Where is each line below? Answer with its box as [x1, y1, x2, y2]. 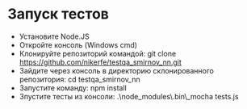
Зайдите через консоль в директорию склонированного [19, 65, 215, 75]
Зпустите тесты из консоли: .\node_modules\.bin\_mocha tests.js [19, 91, 239, 101]
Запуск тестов [7, 5, 110, 23]
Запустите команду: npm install [19, 82, 127, 93]
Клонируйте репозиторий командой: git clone [19, 48, 177, 58]
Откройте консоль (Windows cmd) [19, 40, 138, 49]
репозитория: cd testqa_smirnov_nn [19, 74, 140, 84]
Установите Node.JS [19, 31, 90, 41]
